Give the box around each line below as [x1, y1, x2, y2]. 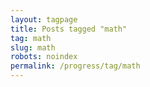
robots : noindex [10, 52, 78, 62]
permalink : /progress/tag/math [10, 61, 141, 71]
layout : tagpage [10, 14, 78, 25]
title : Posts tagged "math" [10, 24, 128, 34]
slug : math [10, 42, 56, 53]
